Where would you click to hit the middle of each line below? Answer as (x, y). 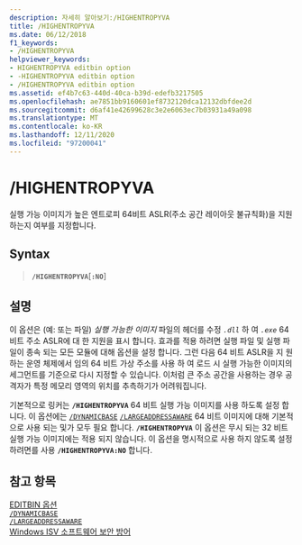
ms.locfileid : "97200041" (58, 143)
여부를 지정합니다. (64, 225)
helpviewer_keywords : (50, 59)
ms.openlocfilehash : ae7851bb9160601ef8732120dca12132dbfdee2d (131, 101)
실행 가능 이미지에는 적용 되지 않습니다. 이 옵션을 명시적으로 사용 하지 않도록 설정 (151, 439)
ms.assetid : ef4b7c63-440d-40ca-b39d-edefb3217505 (106, 93)
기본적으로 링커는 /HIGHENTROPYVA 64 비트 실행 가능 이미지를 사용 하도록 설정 (145, 405)
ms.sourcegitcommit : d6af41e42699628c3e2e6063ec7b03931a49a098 (131, 110)
